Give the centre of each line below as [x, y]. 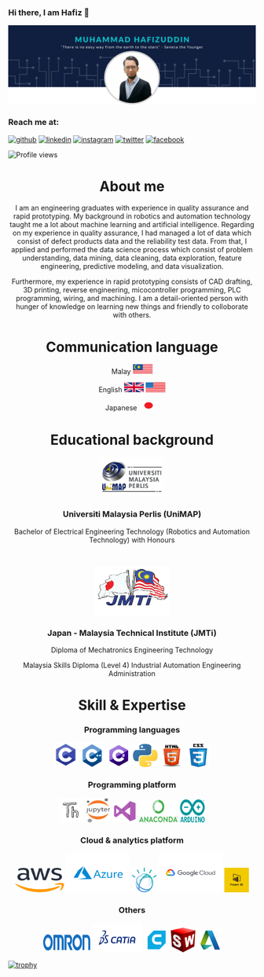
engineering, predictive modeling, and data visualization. [132, 266]
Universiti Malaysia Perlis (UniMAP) [132, 514]
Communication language [132, 347]
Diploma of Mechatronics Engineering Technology [132, 650]
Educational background [132, 440]
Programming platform [132, 785]
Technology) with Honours [132, 540]
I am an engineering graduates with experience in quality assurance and [132, 208]
